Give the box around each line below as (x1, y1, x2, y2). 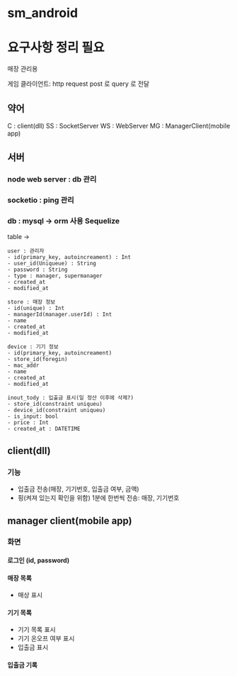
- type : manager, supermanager (7, 272, 103, 279)
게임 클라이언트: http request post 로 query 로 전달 (7, 79, 150, 88)
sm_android (7, 5, 79, 21)
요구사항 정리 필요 (7, 40, 105, 56)
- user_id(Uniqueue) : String (7, 260, 97, 267)
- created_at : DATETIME (7, 426, 81, 433)
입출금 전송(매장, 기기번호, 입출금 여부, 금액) (17, 484, 139, 494)
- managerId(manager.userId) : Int (7, 311, 112, 318)
